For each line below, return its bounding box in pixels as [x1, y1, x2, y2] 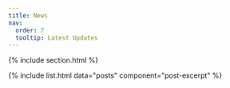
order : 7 [15, 26, 45, 34]
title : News [8, 11, 48, 20]
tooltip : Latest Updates [15, 33, 98, 42]
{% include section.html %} [8, 55, 99, 65]
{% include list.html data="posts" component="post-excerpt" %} [8, 71, 223, 80]
